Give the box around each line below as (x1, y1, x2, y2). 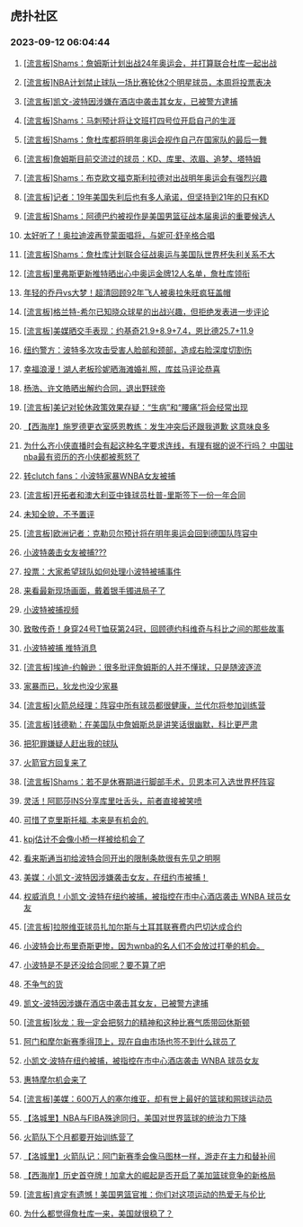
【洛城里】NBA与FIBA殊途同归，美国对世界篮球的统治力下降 (22, 1112, 247, 1123)
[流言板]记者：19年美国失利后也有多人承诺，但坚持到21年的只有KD (22, 192, 270, 202)
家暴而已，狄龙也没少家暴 (22, 680, 119, 691)
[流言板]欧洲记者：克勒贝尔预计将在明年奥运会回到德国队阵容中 (22, 527, 259, 538)
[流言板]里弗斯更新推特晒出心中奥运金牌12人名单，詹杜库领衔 (22, 268, 251, 279)
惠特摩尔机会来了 (22, 1074, 87, 1085)
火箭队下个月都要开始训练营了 (22, 1132, 134, 1142)
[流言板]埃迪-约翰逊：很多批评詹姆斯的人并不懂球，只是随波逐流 (22, 661, 262, 672)
